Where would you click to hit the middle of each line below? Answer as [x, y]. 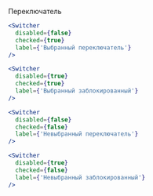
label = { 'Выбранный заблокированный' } [77, 91]
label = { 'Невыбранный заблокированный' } [80, 177]
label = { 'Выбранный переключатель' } [73, 47]
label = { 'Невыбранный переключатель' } [77, 134]
